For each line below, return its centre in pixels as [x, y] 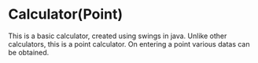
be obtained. [29, 52]
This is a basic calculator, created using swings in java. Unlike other [118, 36]
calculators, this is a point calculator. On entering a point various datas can [129, 44]
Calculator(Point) [66, 14]
